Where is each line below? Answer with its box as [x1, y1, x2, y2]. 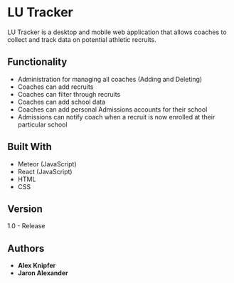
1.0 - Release [7, 222, 46, 230]
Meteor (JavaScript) [17, 159, 77, 168]
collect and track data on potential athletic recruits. [7, 35, 156, 43]
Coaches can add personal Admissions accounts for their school [17, 105, 208, 114]
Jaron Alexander [17, 269, 69, 277]
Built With [7, 141, 52, 153]
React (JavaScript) [17, 167, 73, 176]
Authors [7, 242, 45, 255]
